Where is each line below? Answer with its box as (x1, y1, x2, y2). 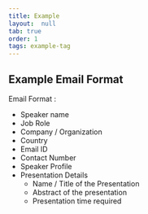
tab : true (8, 27, 42, 35)
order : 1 (8, 34, 38, 43)
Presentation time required (32, 196, 122, 206)
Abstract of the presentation (32, 187, 128, 197)
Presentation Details (20, 170, 88, 180)
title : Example (8, 11, 60, 20)
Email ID (20, 144, 48, 154)
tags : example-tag (8, 42, 71, 50)
